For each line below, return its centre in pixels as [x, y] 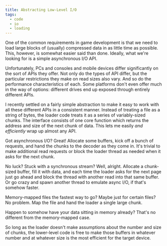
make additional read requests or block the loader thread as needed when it [83, 151]
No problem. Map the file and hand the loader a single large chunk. [74, 202]
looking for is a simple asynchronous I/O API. [51, 58]
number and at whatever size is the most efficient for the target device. [78, 238]
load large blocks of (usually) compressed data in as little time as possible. [82, 48]
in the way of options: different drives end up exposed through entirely [78, 89]
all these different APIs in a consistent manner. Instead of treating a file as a [83, 110]
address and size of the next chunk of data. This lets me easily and [74, 126]
